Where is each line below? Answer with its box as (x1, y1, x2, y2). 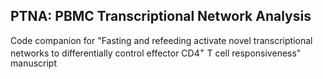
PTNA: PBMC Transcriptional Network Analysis (10, 8, 312, 25)
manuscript (10, 57, 58, 69)
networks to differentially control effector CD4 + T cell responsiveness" (10, 45, 302, 59)
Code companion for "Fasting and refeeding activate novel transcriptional (10, 34, 313, 46)
